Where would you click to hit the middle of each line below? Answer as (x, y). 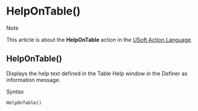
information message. (33, 79)
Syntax (15, 92)
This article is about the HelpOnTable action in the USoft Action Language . (99, 39)
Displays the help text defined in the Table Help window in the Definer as (97, 73)
